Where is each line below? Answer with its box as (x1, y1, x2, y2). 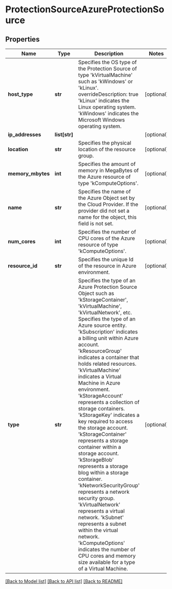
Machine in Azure (78, 380, 120, 386)
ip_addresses (8, 131, 41, 138)
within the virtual (78, 527, 118, 534)
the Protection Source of (78, 65, 137, 72)
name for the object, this (78, 214, 137, 221)
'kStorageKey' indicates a (78, 411, 140, 418)
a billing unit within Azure (78, 334, 139, 342)
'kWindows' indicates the (78, 110, 139, 117)
